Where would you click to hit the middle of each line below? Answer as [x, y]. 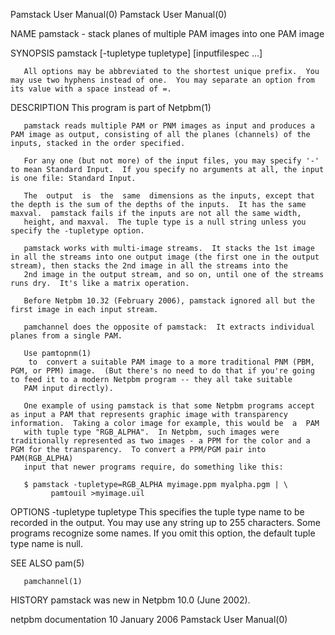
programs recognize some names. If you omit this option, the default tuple [163, 533]
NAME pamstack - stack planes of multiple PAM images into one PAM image [167, 33]
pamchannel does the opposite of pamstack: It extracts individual [169, 327]
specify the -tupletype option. [77, 231]
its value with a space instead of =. [91, 89]
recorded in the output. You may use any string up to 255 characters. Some [165, 522]
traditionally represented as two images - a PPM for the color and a [160, 441]
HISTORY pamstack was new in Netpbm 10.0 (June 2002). [130, 600]
